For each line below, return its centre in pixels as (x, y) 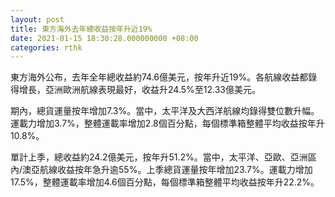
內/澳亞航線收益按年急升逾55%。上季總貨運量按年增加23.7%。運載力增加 (161, 170)
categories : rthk (46, 47)
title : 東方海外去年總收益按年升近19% (81, 29)
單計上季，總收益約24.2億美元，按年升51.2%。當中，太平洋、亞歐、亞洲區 (163, 157)
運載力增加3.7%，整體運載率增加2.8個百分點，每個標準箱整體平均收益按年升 (167, 123)
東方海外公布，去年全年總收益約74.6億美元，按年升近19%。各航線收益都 (159, 77)
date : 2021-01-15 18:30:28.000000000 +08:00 (104, 38)
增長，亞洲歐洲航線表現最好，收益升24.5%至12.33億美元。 (139, 90)
